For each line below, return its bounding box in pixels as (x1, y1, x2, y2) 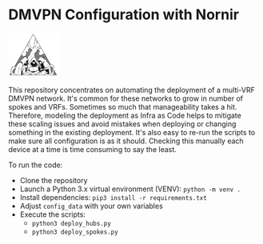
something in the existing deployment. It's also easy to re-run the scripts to (8, 128, 256, 138)
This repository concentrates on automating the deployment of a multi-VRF (8, 86, 256, 95)
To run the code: (8, 160, 63, 170)
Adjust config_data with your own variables (19, 202, 164, 211)
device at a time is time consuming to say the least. (8, 145, 177, 154)
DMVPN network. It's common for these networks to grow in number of (8, 94, 244, 103)
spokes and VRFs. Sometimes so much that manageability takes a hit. (8, 102, 237, 112)
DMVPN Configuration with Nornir (8, 6, 240, 24)
